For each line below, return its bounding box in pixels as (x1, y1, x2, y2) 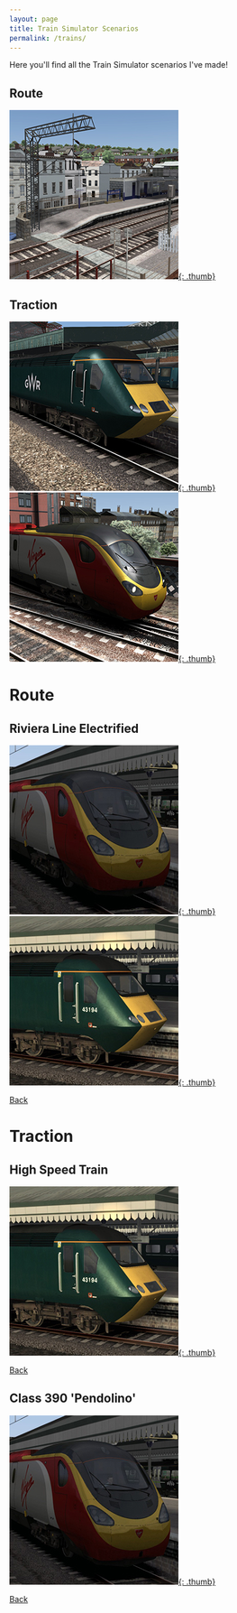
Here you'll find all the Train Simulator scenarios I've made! (9, 60, 228, 70)
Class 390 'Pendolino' (9, 1391, 137, 1406)
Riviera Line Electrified (9, 720, 140, 736)
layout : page (9, 14, 59, 23)
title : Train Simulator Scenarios (9, 23, 140, 33)
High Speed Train (9, 1162, 108, 1177)
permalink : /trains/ (9, 33, 87, 42)
